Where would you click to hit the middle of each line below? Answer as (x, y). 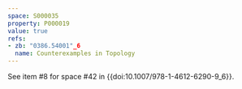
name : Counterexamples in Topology (75, 53)
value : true (28, 31)
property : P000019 (39, 23)
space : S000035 (33, 16)
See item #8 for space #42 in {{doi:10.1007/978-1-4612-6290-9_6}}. (121, 76)
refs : (17, 38)
